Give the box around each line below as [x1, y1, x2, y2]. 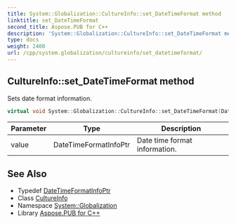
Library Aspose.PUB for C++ [17, 209, 100, 218]
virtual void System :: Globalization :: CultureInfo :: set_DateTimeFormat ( [7, 107, 221, 114]
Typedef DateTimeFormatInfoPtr [17, 187, 111, 195]
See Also [7, 168, 47, 180]
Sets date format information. [7, 94, 93, 103]
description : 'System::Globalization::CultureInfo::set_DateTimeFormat [7, 29, 221, 37]
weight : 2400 [7, 43, 46, 50]
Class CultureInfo [17, 194, 68, 202]
